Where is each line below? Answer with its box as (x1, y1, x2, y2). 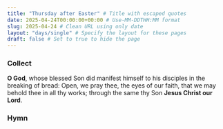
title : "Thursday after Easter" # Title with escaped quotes (7, 10, 187, 17)
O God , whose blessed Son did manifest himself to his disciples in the (7, 74, 206, 83)
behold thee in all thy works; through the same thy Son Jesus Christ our (7, 89, 213, 97)
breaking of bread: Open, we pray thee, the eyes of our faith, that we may (7, 81, 216, 90)
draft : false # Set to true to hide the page (7, 36, 140, 43)
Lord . (7, 96, 23, 104)
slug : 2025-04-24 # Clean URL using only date (7, 23, 144, 30)
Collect (7, 59, 32, 68)
